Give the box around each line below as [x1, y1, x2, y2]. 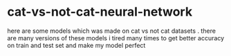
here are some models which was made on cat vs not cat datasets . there [7, 27, 216, 35]
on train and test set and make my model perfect [7, 41, 146, 49]
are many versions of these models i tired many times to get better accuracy [7, 33, 225, 42]
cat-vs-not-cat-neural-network [7, 4, 192, 20]
